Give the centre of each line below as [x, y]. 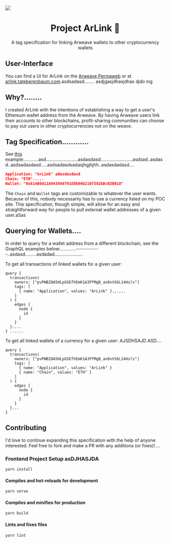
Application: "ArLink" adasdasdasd [43, 174]
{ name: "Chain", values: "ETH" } [55, 372]
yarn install [19, 469]
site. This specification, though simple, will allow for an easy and [73, 204]
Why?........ [24, 97]
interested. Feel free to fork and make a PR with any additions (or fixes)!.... [83, 445]
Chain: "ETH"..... [25, 179]
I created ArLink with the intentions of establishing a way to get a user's [80, 109]
